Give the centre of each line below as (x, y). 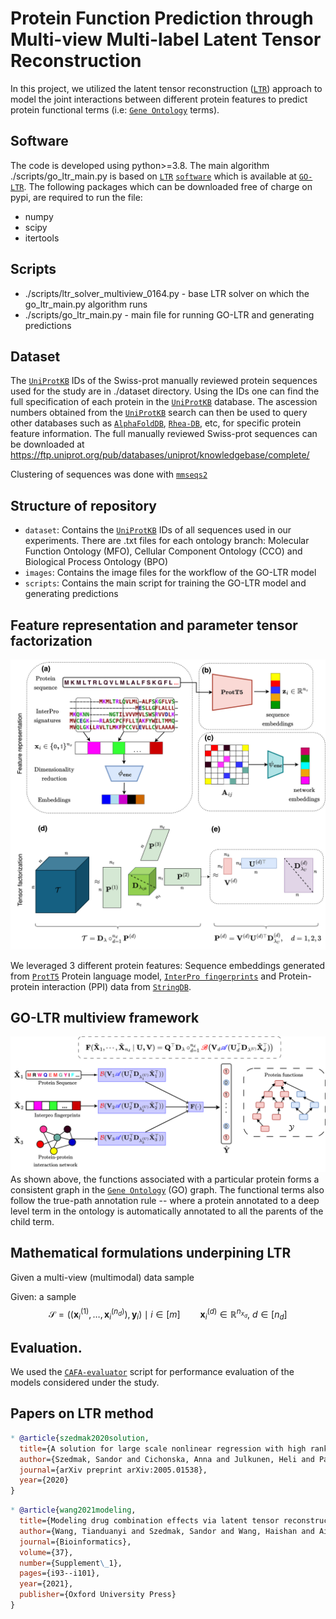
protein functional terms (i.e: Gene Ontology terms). (115, 109)
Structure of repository (83, 505)
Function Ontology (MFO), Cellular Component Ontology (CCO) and (163, 551)
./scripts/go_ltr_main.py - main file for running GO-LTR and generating (169, 314)
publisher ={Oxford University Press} (98, 1595)
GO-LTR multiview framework (105, 1018)
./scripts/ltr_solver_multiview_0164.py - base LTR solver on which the (167, 293)
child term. (32, 1222)
